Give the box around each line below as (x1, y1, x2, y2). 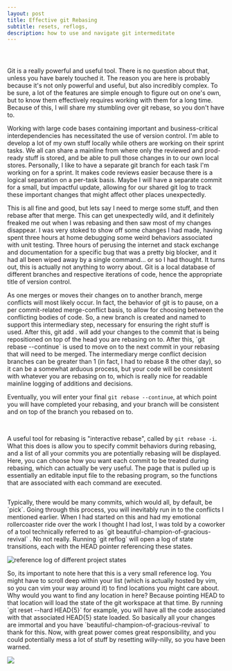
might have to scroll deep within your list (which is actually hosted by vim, (7, 577, 218, 585)
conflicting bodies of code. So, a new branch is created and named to (7, 313, 206, 322)
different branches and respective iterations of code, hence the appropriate (7, 270, 223, 279)
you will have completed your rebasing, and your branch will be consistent (7, 400, 220, 409)
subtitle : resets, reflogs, (7, 23, 89, 30)
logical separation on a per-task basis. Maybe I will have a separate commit (7, 176, 222, 184)
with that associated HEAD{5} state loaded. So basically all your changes (7, 613, 216, 622)
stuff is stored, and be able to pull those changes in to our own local (25, 154, 220, 162)
